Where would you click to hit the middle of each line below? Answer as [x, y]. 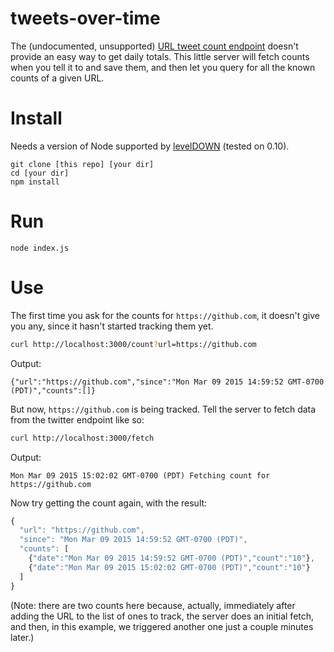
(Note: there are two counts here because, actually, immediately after [153, 605]
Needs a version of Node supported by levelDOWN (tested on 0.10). [150, 146]
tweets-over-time [85, 18]
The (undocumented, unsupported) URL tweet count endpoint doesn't [154, 46]
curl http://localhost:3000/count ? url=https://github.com [133, 344]
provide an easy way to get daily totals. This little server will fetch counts [160, 56]
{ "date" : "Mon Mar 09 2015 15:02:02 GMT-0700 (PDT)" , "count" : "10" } [169, 567]
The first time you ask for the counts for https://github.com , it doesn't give [165, 315]
